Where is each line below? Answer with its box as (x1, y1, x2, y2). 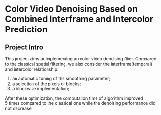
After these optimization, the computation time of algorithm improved (5, 95, 143, 101)
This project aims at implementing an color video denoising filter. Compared (5, 56, 157, 61)
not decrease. (5, 105, 33, 111)
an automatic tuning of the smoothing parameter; (12, 76, 111, 81)
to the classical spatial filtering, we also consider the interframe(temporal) (5, 61, 153, 67)
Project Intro (5, 43, 44, 51)
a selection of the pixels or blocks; (12, 81, 81, 86)
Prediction (5, 24, 48, 35)
